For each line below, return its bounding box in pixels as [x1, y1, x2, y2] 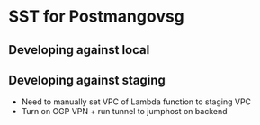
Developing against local [8, 42, 150, 58]
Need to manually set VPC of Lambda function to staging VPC [21, 96, 252, 107]
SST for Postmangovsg [8, 6, 185, 27]
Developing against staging [8, 72, 166, 87]
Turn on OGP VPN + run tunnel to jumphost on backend [21, 106, 228, 117]
